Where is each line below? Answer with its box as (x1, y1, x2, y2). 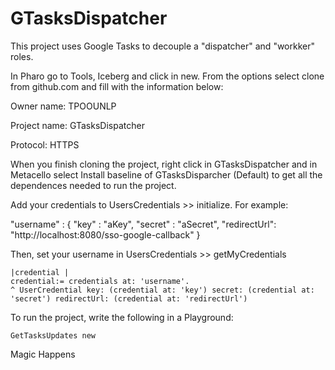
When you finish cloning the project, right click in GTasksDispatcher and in (10, 158, 318, 170)
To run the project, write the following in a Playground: (10, 311, 234, 323)
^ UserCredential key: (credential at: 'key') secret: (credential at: (10, 285, 315, 295)
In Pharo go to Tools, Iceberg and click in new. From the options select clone (10, 70, 325, 82)
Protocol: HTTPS (10, 138, 80, 151)
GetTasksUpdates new (10, 330, 97, 341)
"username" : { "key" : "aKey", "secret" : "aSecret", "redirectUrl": (10, 218, 277, 230)
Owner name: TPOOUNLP (10, 100, 117, 112)
